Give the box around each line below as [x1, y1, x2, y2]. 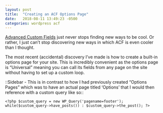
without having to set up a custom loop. [5, 69, 85, 76]
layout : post [5, 7, 32, 12]
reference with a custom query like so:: [5, 90, 84, 95]
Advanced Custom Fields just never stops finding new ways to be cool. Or [5, 34, 154, 40]
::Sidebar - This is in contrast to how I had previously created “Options [5, 79, 147, 85]
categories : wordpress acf [5, 21, 60, 26]
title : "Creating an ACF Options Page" [5, 12, 89, 17]
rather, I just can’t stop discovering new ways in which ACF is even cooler [5, 40, 154, 45]
